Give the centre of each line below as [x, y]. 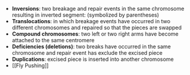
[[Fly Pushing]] [30, 65]
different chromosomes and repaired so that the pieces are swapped [96, 27]
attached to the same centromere [53, 40]
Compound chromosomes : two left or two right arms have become [95, 34]
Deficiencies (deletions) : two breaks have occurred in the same [91, 46]
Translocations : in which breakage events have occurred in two [91, 21]
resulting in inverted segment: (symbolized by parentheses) [85, 15]
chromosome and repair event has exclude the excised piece [87, 53]
